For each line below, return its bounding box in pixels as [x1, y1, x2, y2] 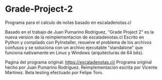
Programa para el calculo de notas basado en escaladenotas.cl [5, 20, 131, 25]
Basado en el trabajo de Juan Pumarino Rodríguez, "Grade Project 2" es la [5, 29, 154, 35]
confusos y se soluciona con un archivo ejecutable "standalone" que [5, 44, 143, 50]
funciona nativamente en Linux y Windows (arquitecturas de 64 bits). [5, 50, 144, 56]
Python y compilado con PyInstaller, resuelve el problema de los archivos [5, 39, 152, 45]
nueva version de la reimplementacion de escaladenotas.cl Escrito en [5, 34, 144, 40]
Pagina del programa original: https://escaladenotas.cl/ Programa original [5, 59, 152, 65]
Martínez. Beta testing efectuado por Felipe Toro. [5, 69, 104, 75]
